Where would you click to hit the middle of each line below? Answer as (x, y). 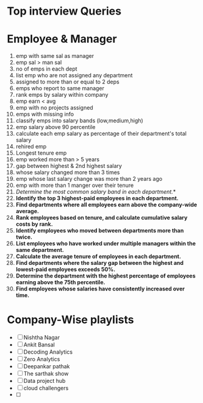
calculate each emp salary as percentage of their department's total (101, 134)
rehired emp (31, 147)
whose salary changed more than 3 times (68, 172)
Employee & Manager (62, 39)
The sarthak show (46, 374)
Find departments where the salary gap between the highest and (100, 263)
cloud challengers (46, 388)
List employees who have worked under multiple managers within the (105, 244)
